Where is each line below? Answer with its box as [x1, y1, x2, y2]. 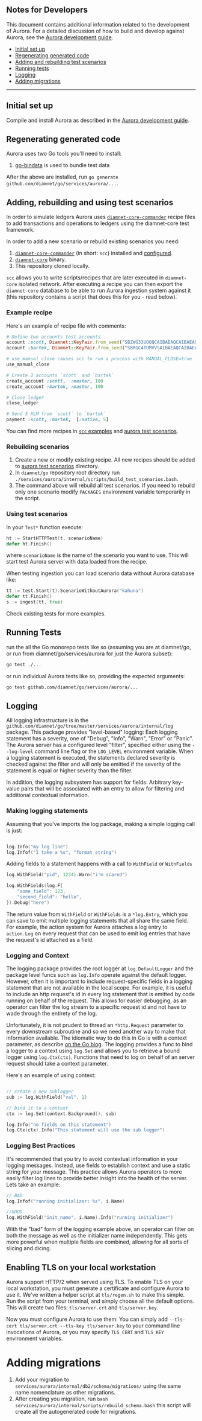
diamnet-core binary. [14, 256, 66, 263]
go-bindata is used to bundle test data [14, 162, 110, 169]
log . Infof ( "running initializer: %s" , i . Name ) [6, 1198, 125, 1204]
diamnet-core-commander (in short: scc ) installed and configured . [14, 250, 173, 257]
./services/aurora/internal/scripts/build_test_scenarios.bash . [14, 475, 179, 483]
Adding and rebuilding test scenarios [14, 58, 106, 65]
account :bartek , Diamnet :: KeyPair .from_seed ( [6, 345, 125, 351]
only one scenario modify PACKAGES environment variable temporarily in [14, 488, 191, 495]
